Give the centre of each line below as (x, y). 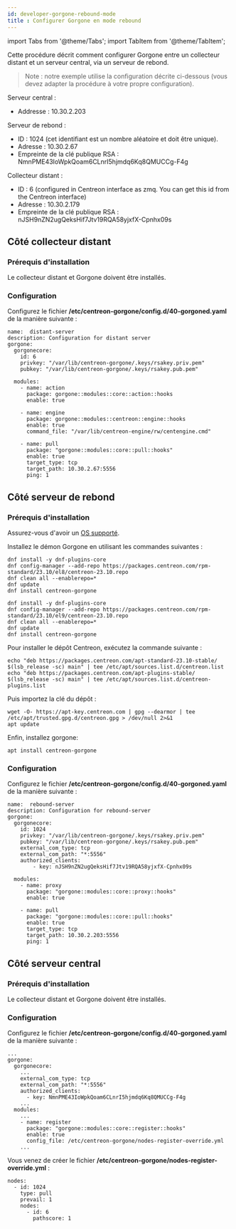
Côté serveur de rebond (61, 497)
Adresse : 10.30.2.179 (49, 204)
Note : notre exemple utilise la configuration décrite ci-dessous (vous (126, 76)
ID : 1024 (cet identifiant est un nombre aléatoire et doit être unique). (118, 139)
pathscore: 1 (52, 1218)
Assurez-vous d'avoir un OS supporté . (63, 533)
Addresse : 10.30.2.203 (52, 111)
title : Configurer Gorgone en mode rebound (74, 21)
